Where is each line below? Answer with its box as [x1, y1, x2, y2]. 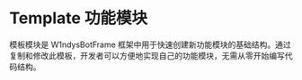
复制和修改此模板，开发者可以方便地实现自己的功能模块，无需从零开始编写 [9, 50, 285, 60]
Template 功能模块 [9, 8, 148, 28]
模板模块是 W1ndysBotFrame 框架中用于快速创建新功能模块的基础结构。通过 [9, 39, 292, 50]
